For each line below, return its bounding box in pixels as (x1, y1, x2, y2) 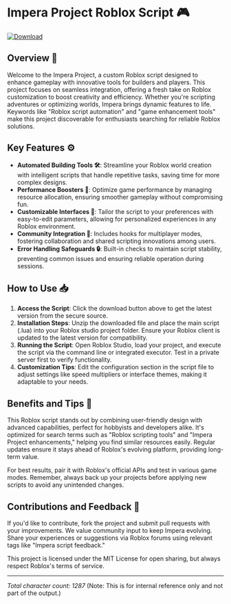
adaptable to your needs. (16, 378, 89, 386)
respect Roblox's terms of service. (7, 562, 104, 569)
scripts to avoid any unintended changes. (7, 480, 124, 489)
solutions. (7, 121, 35, 130)
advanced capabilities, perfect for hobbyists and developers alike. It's (7, 423, 205, 431)
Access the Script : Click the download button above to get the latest (16, 304, 212, 313)
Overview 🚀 (7, 52, 58, 64)
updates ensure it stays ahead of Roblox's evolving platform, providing (7, 445, 208, 454)
